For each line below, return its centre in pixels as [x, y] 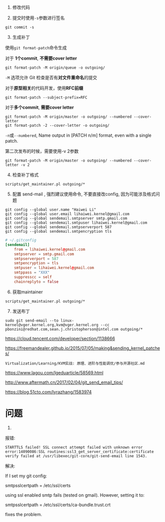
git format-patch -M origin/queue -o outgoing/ [55, 68]
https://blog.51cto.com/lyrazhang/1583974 [48, 392]
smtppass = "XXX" [32, 272]
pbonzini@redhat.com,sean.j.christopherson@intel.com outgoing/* [74, 329]
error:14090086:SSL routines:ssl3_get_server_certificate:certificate [80, 451]
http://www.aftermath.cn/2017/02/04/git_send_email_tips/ [64, 382]
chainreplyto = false [36, 282]
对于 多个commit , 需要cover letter [40, 107]
